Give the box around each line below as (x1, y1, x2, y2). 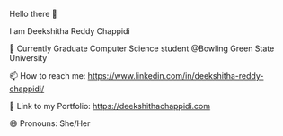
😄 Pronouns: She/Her (9, 118, 91, 129)
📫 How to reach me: (9, 71, 86, 81)
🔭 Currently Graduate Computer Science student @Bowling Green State (9, 43, 275, 54)
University (9, 53, 48, 63)
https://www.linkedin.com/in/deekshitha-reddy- (87, 71, 264, 81)
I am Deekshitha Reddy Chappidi (9, 26, 130, 36)
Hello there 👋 (9, 9, 58, 19)
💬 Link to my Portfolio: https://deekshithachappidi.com (9, 101, 211, 111)
